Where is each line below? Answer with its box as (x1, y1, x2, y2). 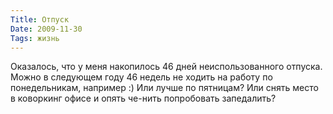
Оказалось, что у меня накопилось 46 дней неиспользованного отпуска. (10, 61, 323, 73)
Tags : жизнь (10, 33, 60, 43)
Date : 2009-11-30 (10, 24, 83, 34)
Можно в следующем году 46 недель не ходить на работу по (10, 71, 273, 83)
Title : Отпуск (10, 14, 70, 25)
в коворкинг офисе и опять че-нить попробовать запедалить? (10, 92, 277, 105)
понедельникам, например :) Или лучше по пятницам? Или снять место (10, 82, 319, 94)
